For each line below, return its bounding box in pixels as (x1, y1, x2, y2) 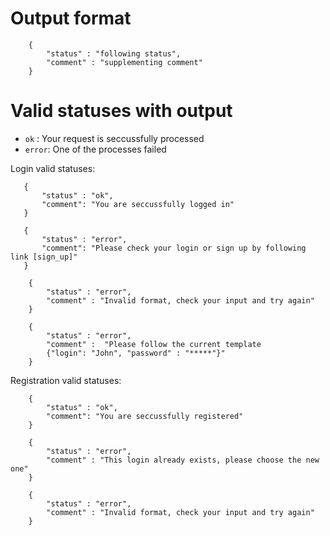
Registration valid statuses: (10, 374, 122, 386)
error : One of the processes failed (24, 143, 167, 155)
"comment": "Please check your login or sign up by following (41, 243, 307, 253)
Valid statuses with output (10, 100, 233, 122)
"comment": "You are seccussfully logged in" (41, 199, 235, 209)
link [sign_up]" (10, 252, 78, 262)
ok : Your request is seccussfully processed (24, 132, 205, 144)
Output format (10, 7, 132, 30)
